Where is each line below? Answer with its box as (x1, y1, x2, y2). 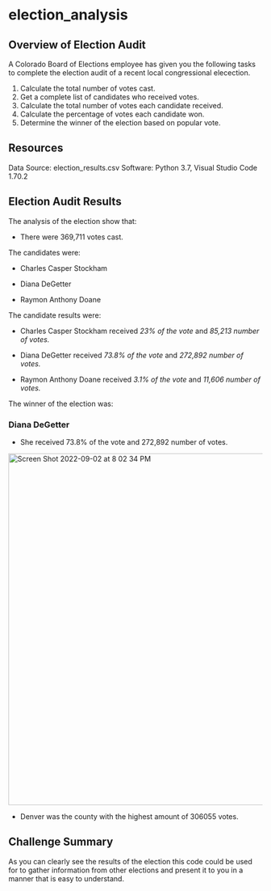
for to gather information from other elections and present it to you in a (8, 865, 244, 875)
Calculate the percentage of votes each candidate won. (19, 109, 205, 119)
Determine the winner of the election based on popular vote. (19, 118, 221, 127)
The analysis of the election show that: (8, 216, 137, 226)
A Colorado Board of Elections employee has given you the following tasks (8, 59, 256, 69)
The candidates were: (8, 247, 81, 257)
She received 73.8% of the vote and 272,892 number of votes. (19, 437, 228, 446)
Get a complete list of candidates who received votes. (19, 92, 199, 102)
